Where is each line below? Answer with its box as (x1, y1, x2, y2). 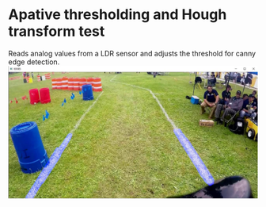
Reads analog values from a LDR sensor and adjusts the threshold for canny (8, 48, 256, 58)
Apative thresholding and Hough (8, 6, 227, 24)
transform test (8, 22, 105, 40)
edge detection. (8, 57, 60, 67)
